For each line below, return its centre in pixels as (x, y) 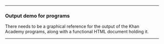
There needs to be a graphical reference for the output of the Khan (72, 26)
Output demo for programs (37, 16)
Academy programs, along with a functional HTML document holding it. (77, 32)
